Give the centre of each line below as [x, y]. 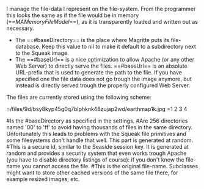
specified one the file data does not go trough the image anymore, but [104, 79]
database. [28, 46]
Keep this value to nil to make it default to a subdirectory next [119, 46]
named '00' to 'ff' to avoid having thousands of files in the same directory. [100, 127]
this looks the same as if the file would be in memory [73, 15]
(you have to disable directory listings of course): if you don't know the [95, 160]
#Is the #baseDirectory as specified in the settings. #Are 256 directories [97, 121]
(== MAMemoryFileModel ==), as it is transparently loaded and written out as [102, 22]
